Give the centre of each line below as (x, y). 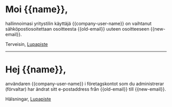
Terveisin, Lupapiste (27, 44)
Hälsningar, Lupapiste (28, 99)
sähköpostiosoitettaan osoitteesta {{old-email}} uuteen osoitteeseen (77, 29)
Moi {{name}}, (37, 9)
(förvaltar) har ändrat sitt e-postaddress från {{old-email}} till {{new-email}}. (86, 89)
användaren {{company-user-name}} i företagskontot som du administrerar (85, 84)
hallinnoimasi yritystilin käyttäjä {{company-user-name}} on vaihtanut (79, 23)
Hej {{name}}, (36, 70)
